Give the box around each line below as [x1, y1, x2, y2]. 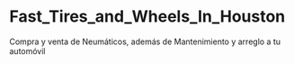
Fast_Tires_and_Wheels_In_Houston [9, 6, 286, 27]
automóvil [9, 45, 47, 56]
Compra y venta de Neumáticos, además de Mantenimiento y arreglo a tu [9, 36, 281, 47]
